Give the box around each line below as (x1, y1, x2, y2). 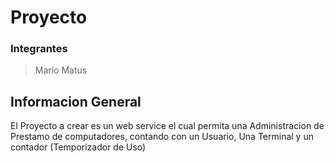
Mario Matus (34, 64, 88, 76)
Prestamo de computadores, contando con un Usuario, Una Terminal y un (10, 131, 314, 143)
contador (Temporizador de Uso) (10, 141, 147, 153)
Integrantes (10, 42, 68, 56)
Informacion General (10, 93, 142, 110)
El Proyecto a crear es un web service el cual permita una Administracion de (10, 120, 325, 132)
